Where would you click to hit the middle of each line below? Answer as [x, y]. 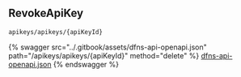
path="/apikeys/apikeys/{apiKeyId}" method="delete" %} [104, 55]
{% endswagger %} [86, 64]
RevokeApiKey [46, 13]
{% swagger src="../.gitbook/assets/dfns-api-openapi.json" [108, 47]
